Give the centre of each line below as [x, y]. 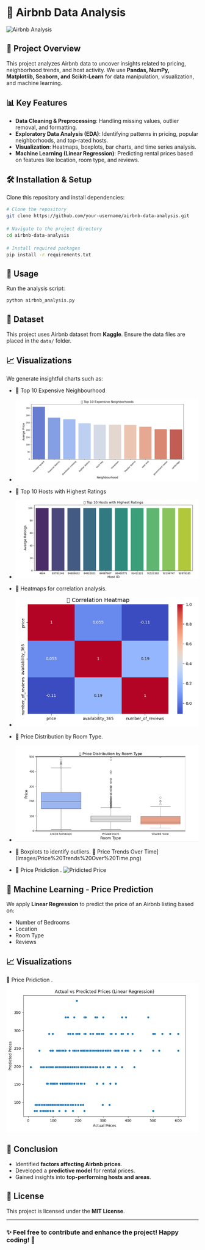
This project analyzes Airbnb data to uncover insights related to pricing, [96, 63]
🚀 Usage [22, 274]
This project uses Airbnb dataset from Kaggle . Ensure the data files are [96, 334]
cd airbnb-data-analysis [38, 235]
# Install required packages [43, 248]
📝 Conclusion [32, 1149]
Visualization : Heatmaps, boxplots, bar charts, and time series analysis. [106, 147]
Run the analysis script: [36, 288]
